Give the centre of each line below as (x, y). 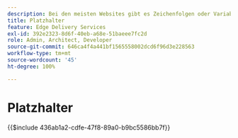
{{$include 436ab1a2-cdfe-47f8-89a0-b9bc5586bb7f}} (89, 127)
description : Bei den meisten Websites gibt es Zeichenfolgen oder (109, 14)
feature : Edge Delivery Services (57, 27)
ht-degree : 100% (31, 67)
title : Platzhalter (36, 21)
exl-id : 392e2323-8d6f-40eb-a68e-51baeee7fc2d (77, 34)
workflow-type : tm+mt (39, 54)
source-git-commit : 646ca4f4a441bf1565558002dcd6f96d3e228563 (101, 47)
